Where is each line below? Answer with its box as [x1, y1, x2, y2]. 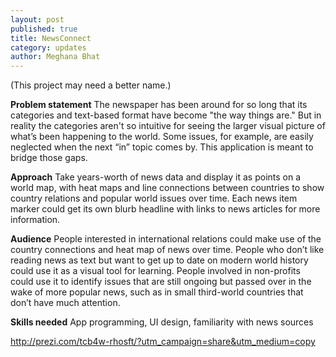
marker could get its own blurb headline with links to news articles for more [10, 203, 321, 215]
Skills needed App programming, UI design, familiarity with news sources [10, 316, 314, 328]
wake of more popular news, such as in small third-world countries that [10, 286, 304, 298]
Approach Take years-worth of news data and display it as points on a [10, 171, 302, 183]
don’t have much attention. [10, 297, 121, 309]
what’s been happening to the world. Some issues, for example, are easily [10, 131, 314, 143]
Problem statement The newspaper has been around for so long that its [10, 99, 308, 111]
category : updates [10, 42, 87, 53]
